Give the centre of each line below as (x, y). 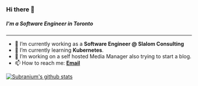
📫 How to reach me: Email (47, 63)
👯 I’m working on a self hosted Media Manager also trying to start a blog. (103, 56)
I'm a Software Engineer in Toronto (49, 24)
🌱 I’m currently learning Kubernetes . (59, 50)
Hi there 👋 (21, 9)
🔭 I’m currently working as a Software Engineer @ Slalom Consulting (99, 44)
